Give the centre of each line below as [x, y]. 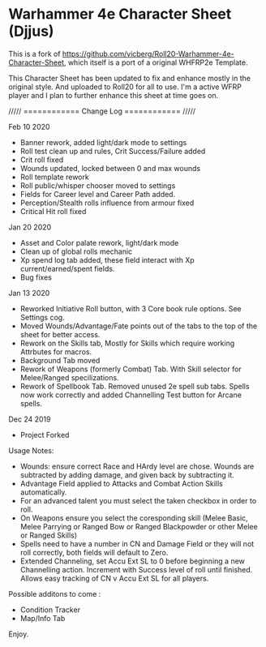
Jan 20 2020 [30, 227]
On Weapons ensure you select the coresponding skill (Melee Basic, [134, 518]
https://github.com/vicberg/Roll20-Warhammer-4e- [148, 54]
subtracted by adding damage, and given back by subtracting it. [127, 474]
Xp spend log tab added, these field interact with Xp [107, 259]
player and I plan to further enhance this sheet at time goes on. [114, 95]
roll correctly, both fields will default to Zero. [94, 552]
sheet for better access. [60, 334]
